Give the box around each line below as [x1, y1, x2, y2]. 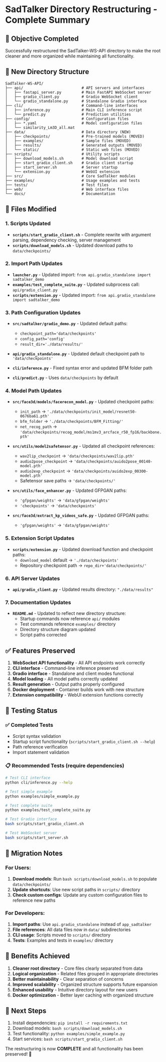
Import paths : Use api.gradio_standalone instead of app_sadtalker [12, 921, 152, 927]
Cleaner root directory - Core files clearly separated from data [12, 965, 143, 971]
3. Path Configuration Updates [5, 309, 81, 316]
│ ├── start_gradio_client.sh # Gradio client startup [5, 160, 134, 165]
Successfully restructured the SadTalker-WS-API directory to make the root [5, 48, 161, 53]
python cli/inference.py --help [5, 780, 73, 785]
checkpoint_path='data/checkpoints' [20, 331, 97, 336]
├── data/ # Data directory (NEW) [5, 130, 131, 135]
